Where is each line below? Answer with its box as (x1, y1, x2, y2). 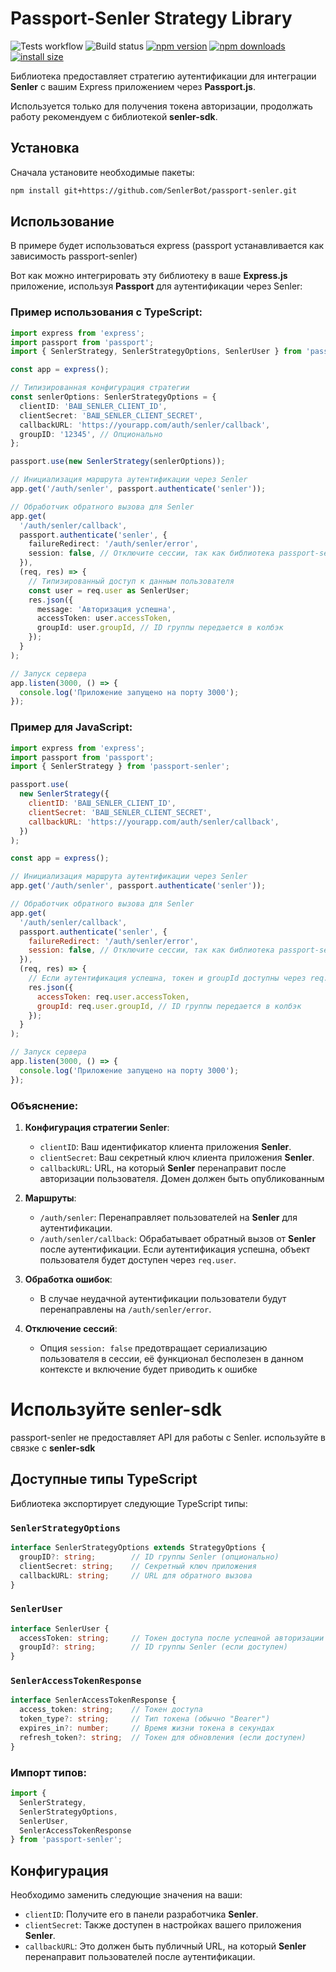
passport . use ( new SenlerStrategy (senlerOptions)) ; (10, 457, 226, 467)
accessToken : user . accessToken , (36, 613, 172, 624)
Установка (10, 140, 80, 157)
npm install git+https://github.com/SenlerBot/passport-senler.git (10, 185, 298, 196)
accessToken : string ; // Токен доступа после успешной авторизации (19, 1633, 325, 1643)
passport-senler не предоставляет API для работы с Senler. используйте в (10, 1431, 326, 1443)
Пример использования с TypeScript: (10, 305, 203, 319)
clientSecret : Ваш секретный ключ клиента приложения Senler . (39, 1151, 315, 1163)
